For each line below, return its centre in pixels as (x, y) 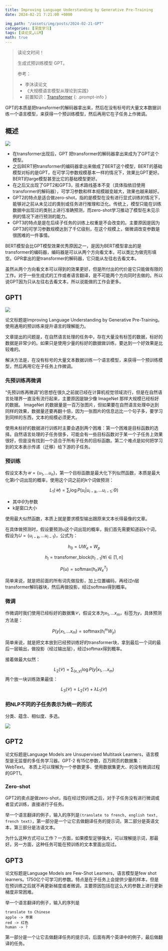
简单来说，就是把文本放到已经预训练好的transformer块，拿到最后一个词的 (81, 643)
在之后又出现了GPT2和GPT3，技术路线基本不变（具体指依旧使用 (79, 185)
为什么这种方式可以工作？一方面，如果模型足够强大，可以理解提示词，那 (79, 838)
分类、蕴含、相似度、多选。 (34, 716)
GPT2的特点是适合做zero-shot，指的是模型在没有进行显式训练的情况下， (87, 197)
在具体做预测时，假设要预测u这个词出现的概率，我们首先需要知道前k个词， (82, 529)
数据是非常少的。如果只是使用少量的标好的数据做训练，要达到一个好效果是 (82, 343)
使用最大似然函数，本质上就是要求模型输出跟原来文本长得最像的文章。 (77, 518)
